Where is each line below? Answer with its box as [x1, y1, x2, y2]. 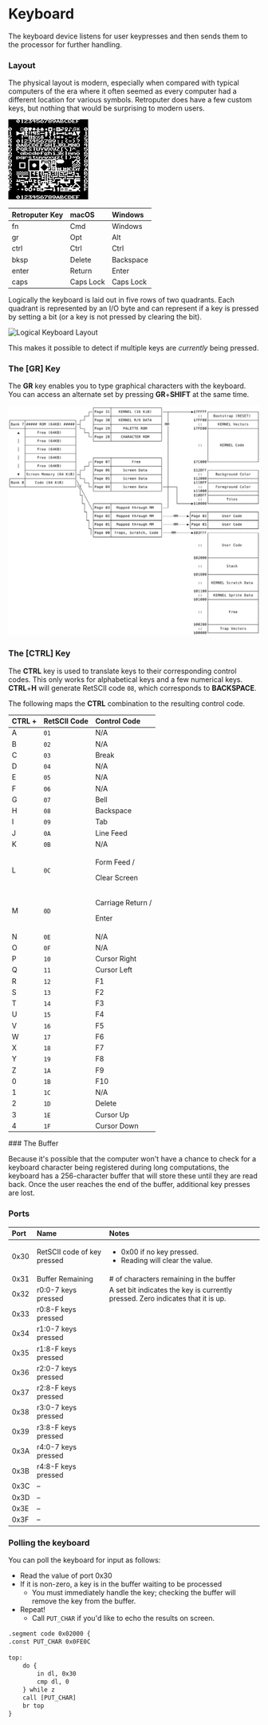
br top [22, 1702, 45, 1710]
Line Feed [95, 828, 128, 837]
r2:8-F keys [37, 1383, 77, 1393]
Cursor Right [95, 954, 137, 964]
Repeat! [19, 1604, 46, 1614]
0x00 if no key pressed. [120, 1247, 199, 1257]
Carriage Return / [95, 898, 152, 908]
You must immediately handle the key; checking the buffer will [31, 1587, 237, 1597]
